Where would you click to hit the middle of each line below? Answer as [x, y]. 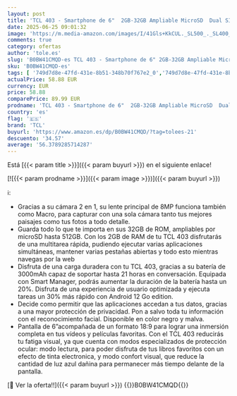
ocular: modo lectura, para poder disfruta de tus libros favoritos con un [121, 349]
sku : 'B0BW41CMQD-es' [39, 66]
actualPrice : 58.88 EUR [42, 79]
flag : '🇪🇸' [25, 118]
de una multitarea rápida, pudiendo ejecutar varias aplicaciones [110, 245]
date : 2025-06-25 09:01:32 [47, 27]
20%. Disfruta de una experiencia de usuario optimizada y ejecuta [114, 289]
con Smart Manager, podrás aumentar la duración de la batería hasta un [122, 282]
